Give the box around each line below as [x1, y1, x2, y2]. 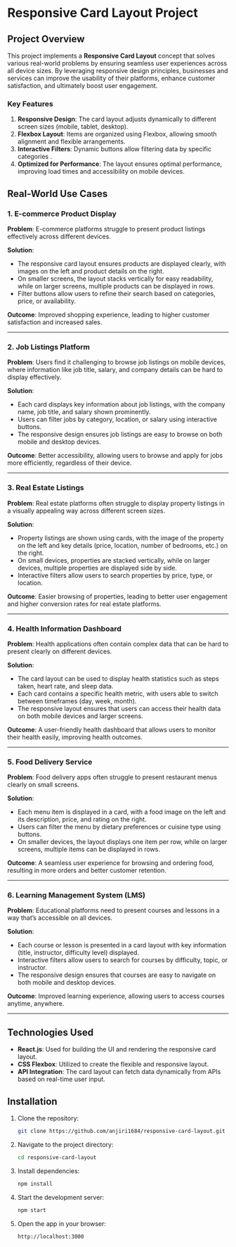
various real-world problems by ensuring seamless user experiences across [7, 59, 228, 68]
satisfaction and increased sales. [7, 318, 103, 326]
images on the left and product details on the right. [17, 267, 164, 275]
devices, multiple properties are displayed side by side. [17, 563, 178, 572]
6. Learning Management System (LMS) [7, 890, 146, 900]
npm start [17, 1206, 47, 1214]
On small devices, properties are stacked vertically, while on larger [17, 556, 211, 564]
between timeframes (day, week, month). [17, 696, 137, 705]
